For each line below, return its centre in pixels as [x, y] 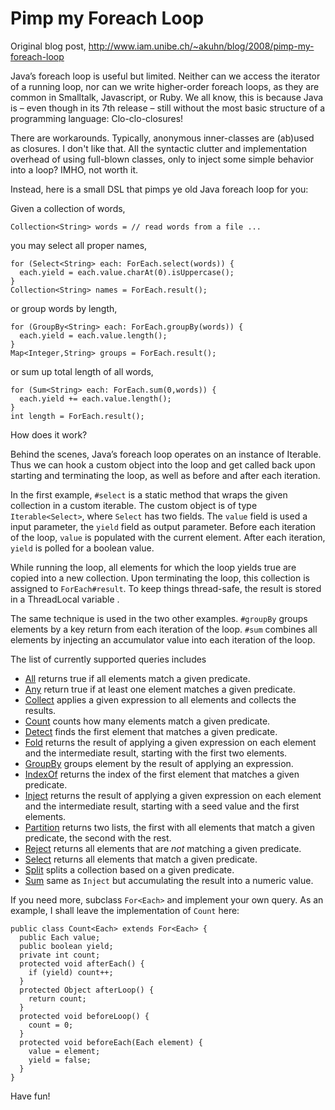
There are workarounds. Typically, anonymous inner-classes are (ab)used [162, 138]
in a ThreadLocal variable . [65, 599]
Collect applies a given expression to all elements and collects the [160, 699]
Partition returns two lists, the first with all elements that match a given [170, 827]
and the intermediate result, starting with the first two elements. [156, 753]
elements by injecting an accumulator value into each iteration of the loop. [163, 639]
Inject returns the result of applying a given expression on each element [173, 795]
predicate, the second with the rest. [98, 838]
